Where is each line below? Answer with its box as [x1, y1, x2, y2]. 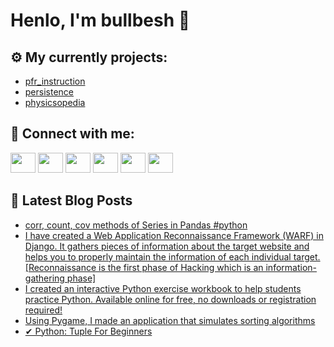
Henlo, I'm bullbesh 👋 [10, 9, 191, 32]
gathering [24, 272, 65, 284]
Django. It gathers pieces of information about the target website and [24, 240, 310, 252]
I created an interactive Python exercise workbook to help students [24, 282, 302, 294]
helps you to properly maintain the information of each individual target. [24, 250, 321, 263]
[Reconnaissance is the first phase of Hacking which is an [24, 261, 264, 273]
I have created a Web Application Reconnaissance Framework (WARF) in [24, 229, 324, 241]
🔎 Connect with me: [10, 125, 135, 143]
